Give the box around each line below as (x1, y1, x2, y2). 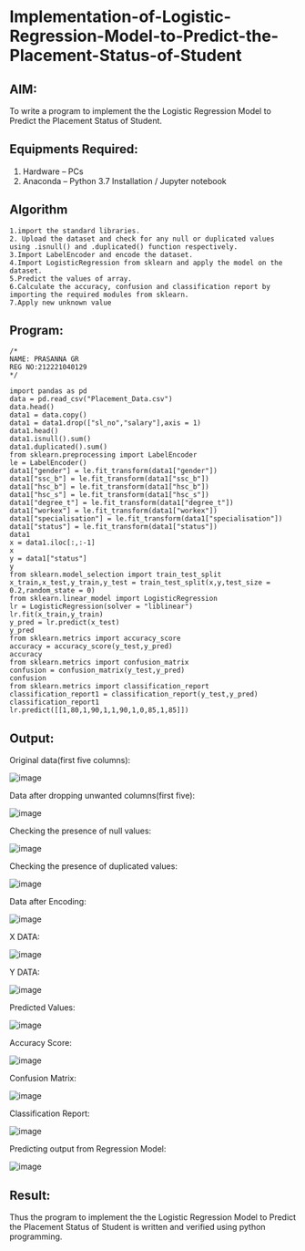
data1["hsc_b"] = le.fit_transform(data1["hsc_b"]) (9, 482, 209, 491)
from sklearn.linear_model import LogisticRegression (9, 594, 219, 604)
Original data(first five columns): (9, 755, 131, 766)
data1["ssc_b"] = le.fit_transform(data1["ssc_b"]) (9, 474, 209, 484)
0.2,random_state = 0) (9, 586, 96, 595)
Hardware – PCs (22, 166, 84, 177)
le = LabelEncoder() (9, 459, 88, 468)
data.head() (9, 403, 55, 412)
